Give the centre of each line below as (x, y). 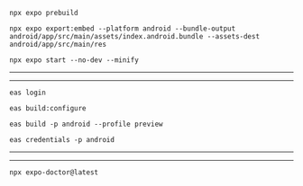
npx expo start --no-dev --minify (74, 60)
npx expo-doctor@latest (54, 173)
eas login (28, 93)
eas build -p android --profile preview (87, 124)
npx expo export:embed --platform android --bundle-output (123, 29)
